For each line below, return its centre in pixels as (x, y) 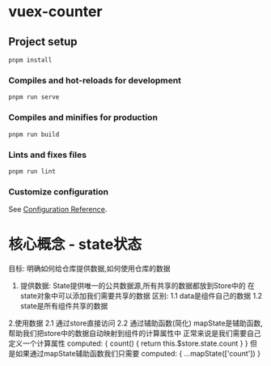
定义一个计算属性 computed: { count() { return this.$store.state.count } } (128, 343)
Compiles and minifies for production (83, 117)
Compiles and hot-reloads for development (95, 80)
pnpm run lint (32, 171)
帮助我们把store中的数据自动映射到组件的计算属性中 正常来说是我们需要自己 (135, 334)
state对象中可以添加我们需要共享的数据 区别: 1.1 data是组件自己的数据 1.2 (141, 296)
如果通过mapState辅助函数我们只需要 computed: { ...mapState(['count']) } (138, 354)
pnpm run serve (34, 97)
